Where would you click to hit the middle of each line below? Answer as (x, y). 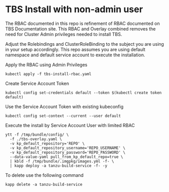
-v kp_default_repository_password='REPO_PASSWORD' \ (68, 152)
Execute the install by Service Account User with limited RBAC (70, 125)
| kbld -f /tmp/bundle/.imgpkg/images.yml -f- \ (62, 161)
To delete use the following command (45, 175)
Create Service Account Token (37, 83)
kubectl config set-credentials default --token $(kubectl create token (83, 92)
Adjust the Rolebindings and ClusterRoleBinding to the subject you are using (85, 44)
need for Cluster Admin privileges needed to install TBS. (64, 34)
